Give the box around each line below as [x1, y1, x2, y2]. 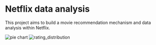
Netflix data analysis [5, 3, 90, 15]
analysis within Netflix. [5, 24, 50, 30]
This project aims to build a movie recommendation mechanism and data [5, 20, 151, 25]
